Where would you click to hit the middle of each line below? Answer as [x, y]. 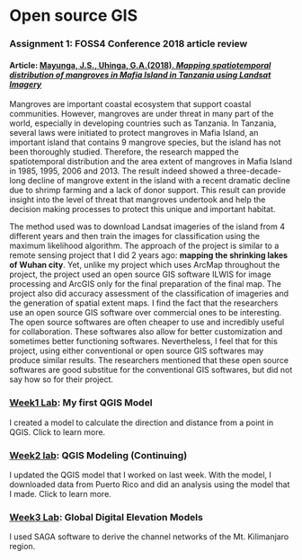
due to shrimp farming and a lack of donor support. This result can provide [147, 191]
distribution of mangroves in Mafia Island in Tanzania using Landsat [140, 75]
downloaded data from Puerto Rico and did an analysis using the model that [150, 484]
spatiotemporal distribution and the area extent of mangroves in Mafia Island [151, 162]
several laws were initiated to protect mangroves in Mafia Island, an [134, 133]
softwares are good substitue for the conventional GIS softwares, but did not [151, 370]
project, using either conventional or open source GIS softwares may [137, 351]
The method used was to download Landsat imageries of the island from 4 [147, 227]
